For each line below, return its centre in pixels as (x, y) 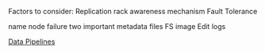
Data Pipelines (32, 41)
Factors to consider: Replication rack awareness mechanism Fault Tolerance (133, 11)
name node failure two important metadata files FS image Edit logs (117, 26)
